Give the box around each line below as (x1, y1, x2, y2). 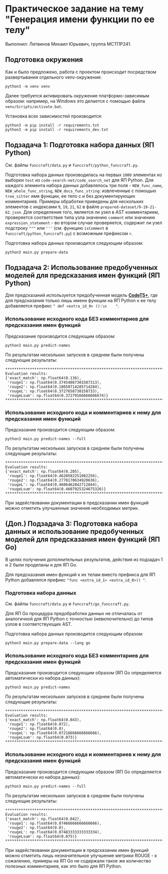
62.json (5, 210, 21, 215)
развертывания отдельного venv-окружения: (5, 74, 102, 80)
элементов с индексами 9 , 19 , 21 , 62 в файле (5, 204, 100, 210)
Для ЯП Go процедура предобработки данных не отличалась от (5, 611, 142, 617)
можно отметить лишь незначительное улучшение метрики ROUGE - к (5, 852, 157, 858)
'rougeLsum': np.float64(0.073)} (7, 735, 77, 740)
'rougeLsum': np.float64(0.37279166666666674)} (7, 393, 108, 398)
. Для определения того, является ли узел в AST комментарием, (20, 209, 159, 215)
